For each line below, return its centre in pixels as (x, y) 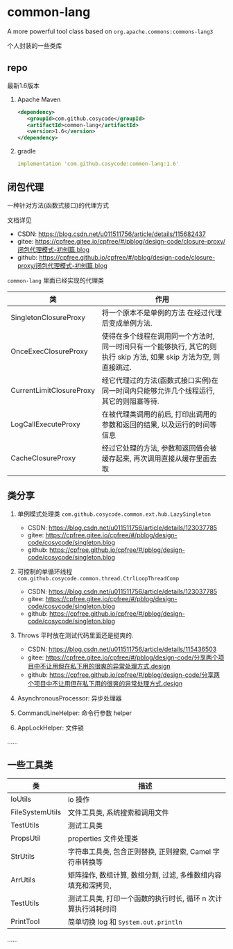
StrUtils (23, 857)
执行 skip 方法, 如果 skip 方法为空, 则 (161, 357)
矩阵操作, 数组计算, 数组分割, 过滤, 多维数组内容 (145, 875)
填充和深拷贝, (90, 886)
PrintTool (25, 922)
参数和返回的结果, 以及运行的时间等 (159, 424)
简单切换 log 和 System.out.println (125, 922)
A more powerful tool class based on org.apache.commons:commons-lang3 (110, 31)
